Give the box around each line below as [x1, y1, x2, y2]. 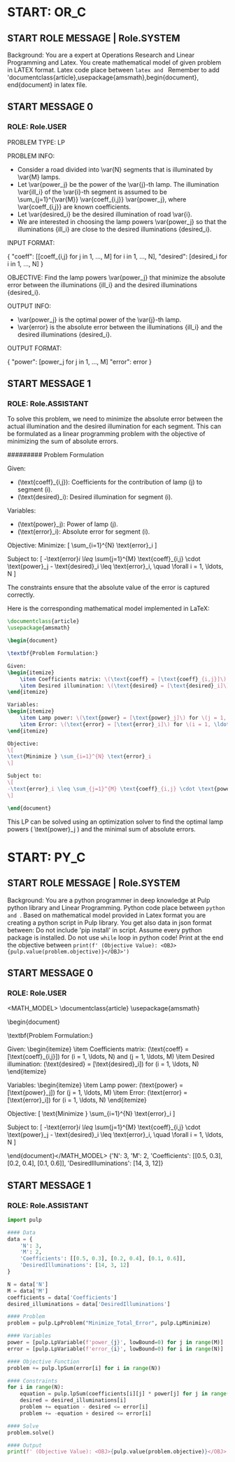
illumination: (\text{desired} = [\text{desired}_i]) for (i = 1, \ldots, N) [7, 1060, 199, 1068]
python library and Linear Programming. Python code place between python [7, 903, 225, 911]
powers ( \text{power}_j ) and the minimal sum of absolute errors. [7, 824, 196, 833]
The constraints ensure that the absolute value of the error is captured [7, 584, 210, 592]
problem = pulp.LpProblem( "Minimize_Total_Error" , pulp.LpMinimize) [7, 1319, 211, 1327]
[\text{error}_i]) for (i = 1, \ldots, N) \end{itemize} [7, 1096, 147, 1105]
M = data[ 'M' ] [7, 1287, 49, 1294]
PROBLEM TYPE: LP [7, 138, 65, 146]
